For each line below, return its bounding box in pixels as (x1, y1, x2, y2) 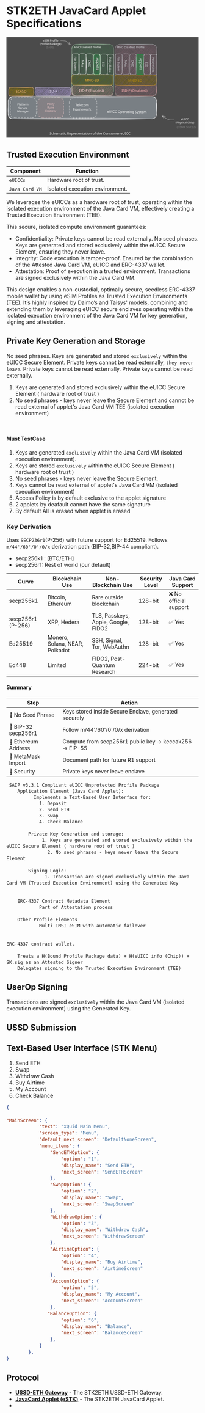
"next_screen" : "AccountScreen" (60, 1298, 143, 1304)
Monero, (48, 633, 69, 641)
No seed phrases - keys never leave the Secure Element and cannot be (15, 396, 195, 404)
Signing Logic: (28, 867, 67, 874)
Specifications (6, 16, 82, 31)
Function (76, 167, 99, 175)
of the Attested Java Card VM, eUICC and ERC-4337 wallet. (15, 261, 166, 269)
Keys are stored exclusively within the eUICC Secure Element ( (15, 462, 175, 469)
